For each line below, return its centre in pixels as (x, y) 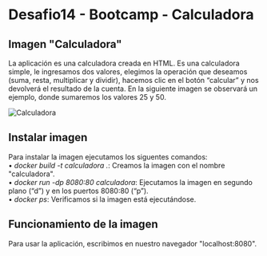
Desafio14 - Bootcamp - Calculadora (131, 15)
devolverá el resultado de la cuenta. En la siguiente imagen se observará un (133, 89)
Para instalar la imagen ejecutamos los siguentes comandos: (108, 156)
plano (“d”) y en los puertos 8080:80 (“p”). (79, 191)
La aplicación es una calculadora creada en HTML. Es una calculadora (124, 63)
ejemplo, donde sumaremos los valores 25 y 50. (87, 97)
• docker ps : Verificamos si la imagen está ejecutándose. (102, 199)
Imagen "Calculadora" (65, 44)
